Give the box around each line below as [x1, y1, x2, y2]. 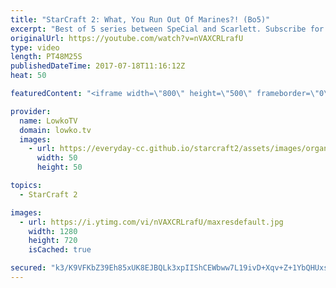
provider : [10, 106, 52, 116]
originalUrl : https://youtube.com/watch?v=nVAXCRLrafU [10, 33, 244, 43]
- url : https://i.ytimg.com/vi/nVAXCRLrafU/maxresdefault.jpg [19, 217, 284, 227]
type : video [10, 42, 60, 53]
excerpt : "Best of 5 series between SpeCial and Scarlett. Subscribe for [10, 24, 325, 34]
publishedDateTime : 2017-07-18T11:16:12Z [10, 61, 186, 71]
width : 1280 [28, 226, 78, 236]
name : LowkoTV [19, 116, 78, 126]
